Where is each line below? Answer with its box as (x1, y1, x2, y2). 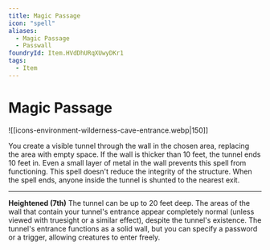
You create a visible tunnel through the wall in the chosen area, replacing (8, 141, 250, 150)
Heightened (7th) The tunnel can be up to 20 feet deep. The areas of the (8, 198, 251, 207)
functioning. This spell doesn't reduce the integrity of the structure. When (8, 166, 252, 176)
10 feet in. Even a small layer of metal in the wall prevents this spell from (8, 158, 247, 167)
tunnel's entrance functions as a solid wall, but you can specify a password (8, 223, 258, 233)
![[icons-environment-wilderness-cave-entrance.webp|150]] (8, 125, 209, 135)
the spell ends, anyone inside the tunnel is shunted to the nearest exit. (8, 174, 240, 185)
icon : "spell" (8, 19, 56, 27)
